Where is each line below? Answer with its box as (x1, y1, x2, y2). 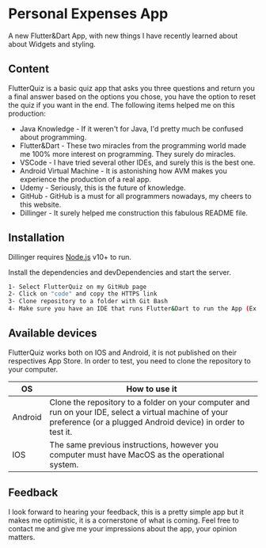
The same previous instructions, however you (49, 439, 219, 450)
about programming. (19, 132, 87, 142)
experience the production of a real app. (19, 174, 152, 184)
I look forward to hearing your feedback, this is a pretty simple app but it (8, 507, 244, 516)
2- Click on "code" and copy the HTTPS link (8, 290, 158, 298)
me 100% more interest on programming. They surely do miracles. (19, 149, 236, 158)
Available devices (8, 326, 97, 341)
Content (8, 63, 50, 76)
